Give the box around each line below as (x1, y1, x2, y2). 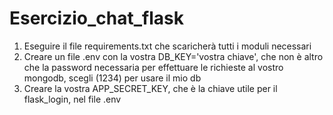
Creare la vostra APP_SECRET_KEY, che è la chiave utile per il (23, 82, 278, 94)
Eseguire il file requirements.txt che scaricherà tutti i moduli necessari (23, 40, 312, 52)
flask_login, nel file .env (23, 93, 122, 105)
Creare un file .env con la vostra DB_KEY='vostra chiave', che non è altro (23, 50, 324, 62)
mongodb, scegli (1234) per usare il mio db (23, 72, 202, 84)
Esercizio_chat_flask (9, 7, 184, 30)
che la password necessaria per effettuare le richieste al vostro (23, 61, 284, 73)
